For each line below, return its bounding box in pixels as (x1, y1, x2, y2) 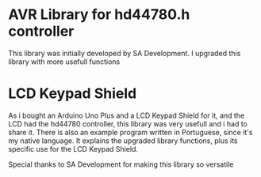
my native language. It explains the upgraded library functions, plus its (8, 136, 238, 145)
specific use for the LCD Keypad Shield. (8, 144, 139, 153)
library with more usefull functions (8, 57, 121, 66)
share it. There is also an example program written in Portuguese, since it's (8, 127, 253, 137)
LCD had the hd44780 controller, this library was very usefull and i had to (8, 119, 248, 128)
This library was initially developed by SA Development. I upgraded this (8, 48, 241, 58)
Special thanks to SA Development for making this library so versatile (8, 160, 234, 169)
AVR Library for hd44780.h (8, 6, 190, 24)
